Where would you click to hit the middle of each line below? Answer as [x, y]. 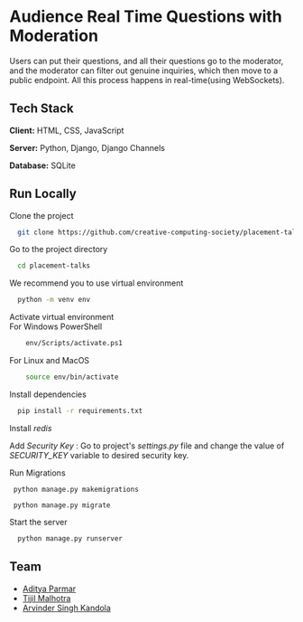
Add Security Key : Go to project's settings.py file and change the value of [147, 446]
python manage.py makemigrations [76, 489]
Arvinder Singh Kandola [66, 608]
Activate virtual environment [62, 317]
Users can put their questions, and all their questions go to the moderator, [147, 61]
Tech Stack [41, 109]
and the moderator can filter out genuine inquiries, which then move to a [144, 71]
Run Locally [43, 194]
